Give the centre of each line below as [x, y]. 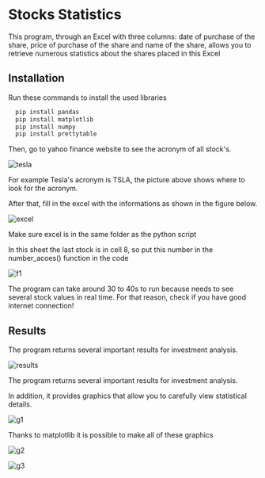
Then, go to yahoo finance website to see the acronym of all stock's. [120, 149]
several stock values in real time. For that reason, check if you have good [127, 297]
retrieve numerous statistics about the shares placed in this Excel [114, 53]
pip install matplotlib [54, 119]
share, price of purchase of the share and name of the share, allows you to [130, 44]
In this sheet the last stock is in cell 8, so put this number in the [111, 250]
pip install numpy [46, 127]
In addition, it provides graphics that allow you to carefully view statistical [128, 396]
